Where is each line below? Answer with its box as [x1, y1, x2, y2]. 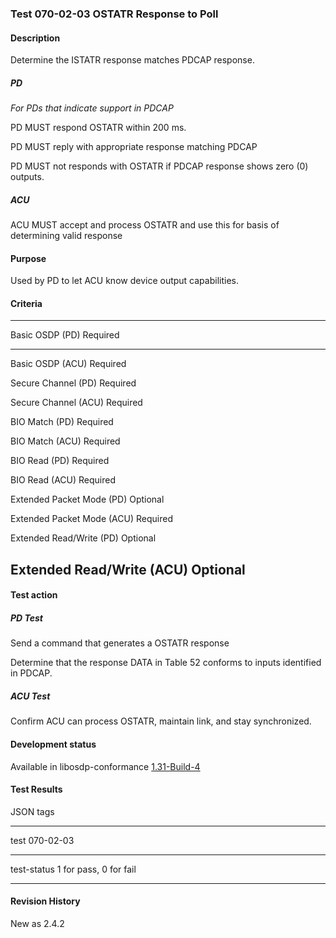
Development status [10, 738, 97, 750]
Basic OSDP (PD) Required [10, 329, 120, 341]
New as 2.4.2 [10, 918, 65, 929]
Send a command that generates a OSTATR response [10, 637, 230, 649]
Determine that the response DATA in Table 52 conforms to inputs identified [10, 657, 322, 669]
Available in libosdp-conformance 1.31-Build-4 [10, 760, 201, 772]
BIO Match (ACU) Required [10, 435, 121, 447]
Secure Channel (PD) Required [10, 377, 137, 389]
